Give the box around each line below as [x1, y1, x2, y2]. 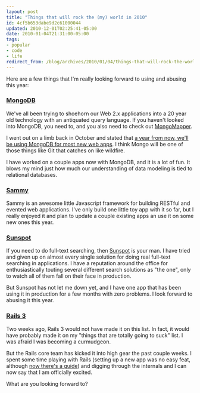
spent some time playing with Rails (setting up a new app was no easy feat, [6, 356, 190, 363]
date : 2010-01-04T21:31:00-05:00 [6, 31, 89, 37]
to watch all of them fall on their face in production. [6, 272, 132, 280]
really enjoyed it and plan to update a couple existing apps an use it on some [6, 213, 194, 220]
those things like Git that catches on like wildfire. [6, 147, 125, 154]
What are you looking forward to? [6, 380, 88, 387]
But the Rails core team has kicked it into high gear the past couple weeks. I [6, 349, 192, 357]
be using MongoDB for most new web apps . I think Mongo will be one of [6, 140, 183, 148]
